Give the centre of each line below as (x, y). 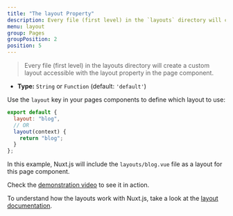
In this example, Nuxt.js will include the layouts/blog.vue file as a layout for (115, 164)
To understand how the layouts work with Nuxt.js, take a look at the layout (113, 199)
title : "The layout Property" (51, 13)
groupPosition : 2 (32, 39)
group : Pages (26, 33)
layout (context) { (40, 132)
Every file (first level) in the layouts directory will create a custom (117, 65)
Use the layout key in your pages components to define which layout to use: (116, 100)
